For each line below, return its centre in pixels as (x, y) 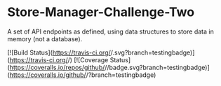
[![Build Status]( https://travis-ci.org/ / (60, 52)
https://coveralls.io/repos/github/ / (58, 67)
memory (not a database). (45, 38)
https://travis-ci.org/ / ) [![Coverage (59, 59)
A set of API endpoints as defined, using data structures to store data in (110, 31)
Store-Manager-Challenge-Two (101, 12)
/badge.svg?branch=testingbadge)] (159, 67)
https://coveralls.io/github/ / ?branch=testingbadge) (83, 75)
